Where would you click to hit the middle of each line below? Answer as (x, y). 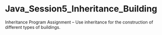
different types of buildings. (33, 27)
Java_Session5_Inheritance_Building (81, 9)
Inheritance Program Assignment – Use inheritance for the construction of (79, 22)
